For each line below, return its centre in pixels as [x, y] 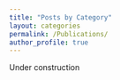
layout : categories [45, 26]
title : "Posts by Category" [61, 17]
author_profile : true [49, 42]
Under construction [45, 68]
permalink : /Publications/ [59, 34]
